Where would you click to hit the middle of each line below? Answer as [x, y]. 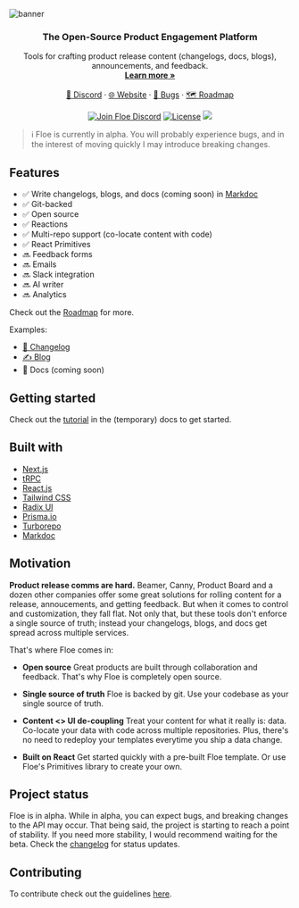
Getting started [53, 398]
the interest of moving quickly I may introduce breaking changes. [150, 145]
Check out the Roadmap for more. [72, 312]
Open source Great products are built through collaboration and [140, 667]
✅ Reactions [45, 224]
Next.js [35, 469]
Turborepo [42, 526]
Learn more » [150, 75]
